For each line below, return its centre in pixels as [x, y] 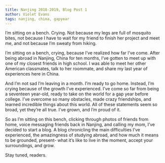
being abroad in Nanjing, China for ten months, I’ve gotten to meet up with [81, 58]
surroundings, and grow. [30, 146]
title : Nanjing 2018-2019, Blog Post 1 [46, 10]
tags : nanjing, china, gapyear [37, 19]
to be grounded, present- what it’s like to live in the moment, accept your [79, 140]
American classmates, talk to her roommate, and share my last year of [76, 69]
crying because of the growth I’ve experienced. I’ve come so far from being [82, 89]
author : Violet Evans [27, 14]
